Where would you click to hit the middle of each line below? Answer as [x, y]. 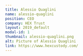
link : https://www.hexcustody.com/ [42, 46]
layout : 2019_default [27, 28]
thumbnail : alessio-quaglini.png [40, 37]
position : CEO [20, 19]
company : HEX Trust [25, 23]
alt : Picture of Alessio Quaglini [41, 41]
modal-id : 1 [17, 32]
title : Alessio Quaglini [31, 9]
